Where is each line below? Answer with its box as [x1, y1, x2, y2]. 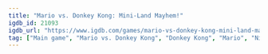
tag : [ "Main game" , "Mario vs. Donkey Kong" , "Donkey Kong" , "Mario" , [8, 33, 248, 42]
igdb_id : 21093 [8, 19, 59, 27]
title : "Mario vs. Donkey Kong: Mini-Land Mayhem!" [8, 11, 183, 20]
